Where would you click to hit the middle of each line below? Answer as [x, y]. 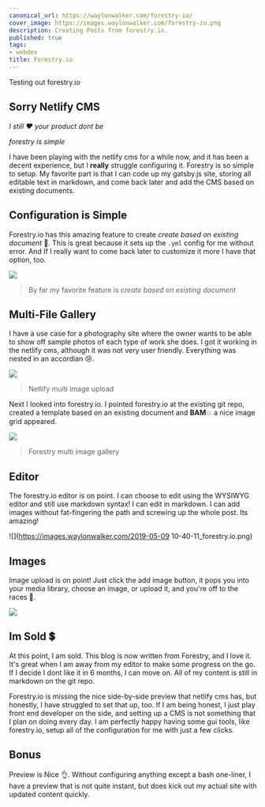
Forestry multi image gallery [74, 452]
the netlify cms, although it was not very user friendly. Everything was [123, 350]
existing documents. [42, 190]
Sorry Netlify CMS [55, 107]
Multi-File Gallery [53, 314]
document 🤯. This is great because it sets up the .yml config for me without [132, 243]
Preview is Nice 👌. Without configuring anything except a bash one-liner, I [130, 774]
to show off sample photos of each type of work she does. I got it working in [133, 342]
